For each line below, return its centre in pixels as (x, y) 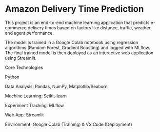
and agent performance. (30, 33)
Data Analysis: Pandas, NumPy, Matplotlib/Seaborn (57, 86)
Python (12, 77)
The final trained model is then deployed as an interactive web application (79, 53)
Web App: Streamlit (24, 115)
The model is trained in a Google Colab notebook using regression (71, 42)
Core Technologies (24, 67)
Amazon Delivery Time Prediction (74, 9)
